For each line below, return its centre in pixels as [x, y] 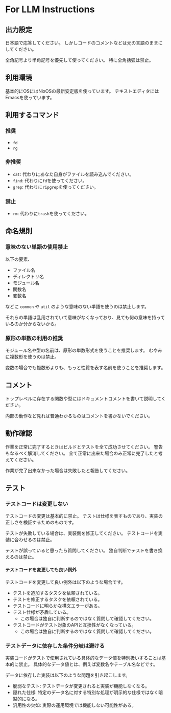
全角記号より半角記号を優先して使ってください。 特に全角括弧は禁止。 [80, 60]
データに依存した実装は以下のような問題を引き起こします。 [68, 675]
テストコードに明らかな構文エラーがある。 [57, 606]
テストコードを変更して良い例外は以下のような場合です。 [66, 582]
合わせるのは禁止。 [34, 540]
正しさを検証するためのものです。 [41, 522]
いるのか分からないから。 [32, 324]
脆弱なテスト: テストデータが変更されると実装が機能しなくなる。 [81, 686]
